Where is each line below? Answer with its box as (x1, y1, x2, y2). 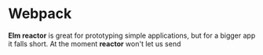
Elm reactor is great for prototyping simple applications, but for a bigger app (8, 31, 256, 40)
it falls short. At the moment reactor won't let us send (8, 38, 181, 48)
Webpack (8, 5, 72, 23)
